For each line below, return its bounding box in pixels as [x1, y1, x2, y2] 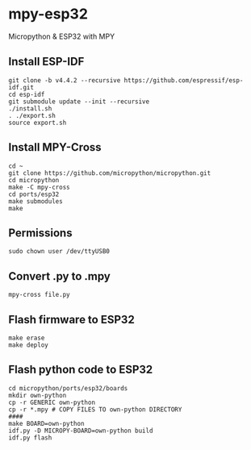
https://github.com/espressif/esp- [123, 76, 244, 85]
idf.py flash [8, 433, 52, 442]
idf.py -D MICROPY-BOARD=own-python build [8, 427, 153, 435]
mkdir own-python [8, 391, 67, 399]
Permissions [8, 226, 73, 240]
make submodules [8, 197, 63, 206]
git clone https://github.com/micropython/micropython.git [8, 169, 211, 177]
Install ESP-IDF [8, 55, 85, 69]
